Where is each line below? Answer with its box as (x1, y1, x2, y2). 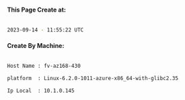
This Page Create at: (7, 5, 66, 14)
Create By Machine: (7, 41, 65, 49)
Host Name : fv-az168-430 (7, 62, 81, 70)
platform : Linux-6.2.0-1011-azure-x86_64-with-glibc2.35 (7, 75, 179, 82)
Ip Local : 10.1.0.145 (7, 88, 75, 95)
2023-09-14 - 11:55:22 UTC (7, 27, 84, 34)
